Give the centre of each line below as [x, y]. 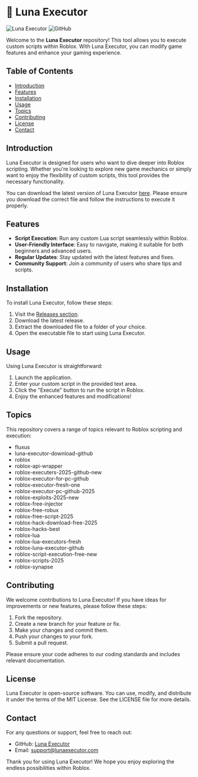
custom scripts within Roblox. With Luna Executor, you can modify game [94, 46]
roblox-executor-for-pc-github [52, 478]
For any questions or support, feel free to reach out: [69, 733]
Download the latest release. [49, 321]
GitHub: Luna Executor [42, 744]
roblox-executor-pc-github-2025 [55, 491]
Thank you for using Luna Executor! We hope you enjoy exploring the [90, 762]
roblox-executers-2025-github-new [58, 472]
